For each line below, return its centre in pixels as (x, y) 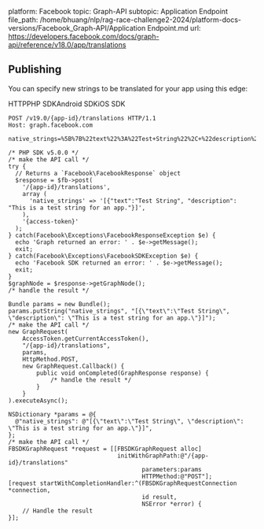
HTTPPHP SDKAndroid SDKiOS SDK (67, 104)
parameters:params (172, 469)
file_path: (23, 20)
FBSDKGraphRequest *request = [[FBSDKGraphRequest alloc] (105, 449)
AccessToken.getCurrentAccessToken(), (86, 338)
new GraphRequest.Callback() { (73, 366)
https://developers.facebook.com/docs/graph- (84, 36)
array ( (35, 194)
